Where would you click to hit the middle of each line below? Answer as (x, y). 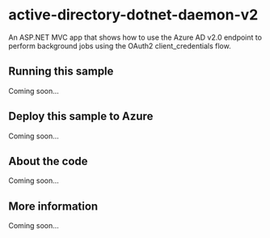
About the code (48, 161)
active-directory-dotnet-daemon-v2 (133, 15)
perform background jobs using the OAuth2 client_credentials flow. (120, 45)
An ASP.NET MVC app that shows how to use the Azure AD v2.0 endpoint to (135, 37)
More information (53, 206)
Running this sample (61, 72)
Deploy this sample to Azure (81, 116)
